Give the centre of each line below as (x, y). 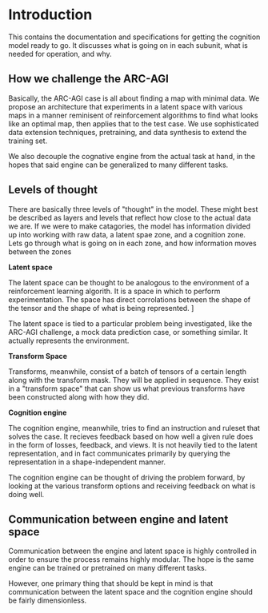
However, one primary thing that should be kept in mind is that (111, 583)
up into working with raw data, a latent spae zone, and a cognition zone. (127, 234)
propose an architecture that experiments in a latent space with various (126, 106)
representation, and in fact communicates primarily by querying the (119, 453)
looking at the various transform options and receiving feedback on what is (132, 486)
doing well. (26, 494)
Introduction (50, 15)
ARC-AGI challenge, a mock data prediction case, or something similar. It (128, 332)
